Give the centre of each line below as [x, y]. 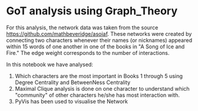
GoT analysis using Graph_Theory [92, 11]
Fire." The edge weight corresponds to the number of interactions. [88, 53]
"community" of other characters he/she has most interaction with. [97, 95]
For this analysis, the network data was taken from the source [82, 27]
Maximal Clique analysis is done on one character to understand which [102, 88]
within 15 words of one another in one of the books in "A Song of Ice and [95, 47]
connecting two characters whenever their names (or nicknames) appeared [99, 40]
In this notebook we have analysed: [50, 64]
